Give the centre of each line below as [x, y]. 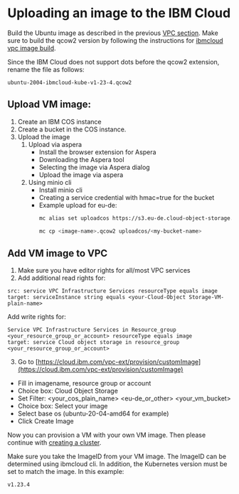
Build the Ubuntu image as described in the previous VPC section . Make [113, 33]
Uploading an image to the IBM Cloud [119, 13]
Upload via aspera [55, 144]
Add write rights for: [37, 317]
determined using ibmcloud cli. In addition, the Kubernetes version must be [117, 464]
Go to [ [28, 362]
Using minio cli [50, 182]
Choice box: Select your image [63, 406]
